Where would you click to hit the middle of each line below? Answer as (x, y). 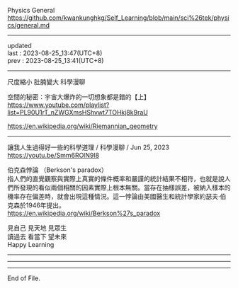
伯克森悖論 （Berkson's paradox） (58, 170)
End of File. (24, 278)
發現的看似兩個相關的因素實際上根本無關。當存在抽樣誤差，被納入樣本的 (125, 188)
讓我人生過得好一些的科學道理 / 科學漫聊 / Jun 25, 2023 (89, 147)
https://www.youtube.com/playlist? (58, 105)
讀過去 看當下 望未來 (37, 237)
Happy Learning (31, 244)
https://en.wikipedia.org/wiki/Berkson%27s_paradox (84, 213)
